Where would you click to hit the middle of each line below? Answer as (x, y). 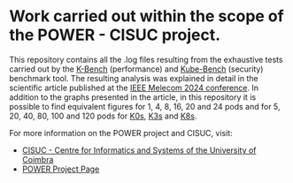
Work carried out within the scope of (147, 16)
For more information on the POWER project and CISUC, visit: (121, 133)
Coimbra (38, 159)
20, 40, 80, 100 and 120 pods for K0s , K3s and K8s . (103, 116)
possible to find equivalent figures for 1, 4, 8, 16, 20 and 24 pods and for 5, (145, 106)
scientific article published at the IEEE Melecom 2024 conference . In (134, 88)
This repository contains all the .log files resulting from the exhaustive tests (146, 59)
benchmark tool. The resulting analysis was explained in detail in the (134, 78)
